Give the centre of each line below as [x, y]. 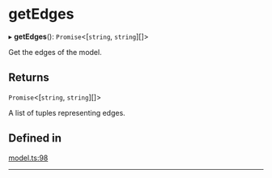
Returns [29, 78]
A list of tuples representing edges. [67, 112]
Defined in [35, 138]
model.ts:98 [28, 158]
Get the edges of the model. [55, 52]
